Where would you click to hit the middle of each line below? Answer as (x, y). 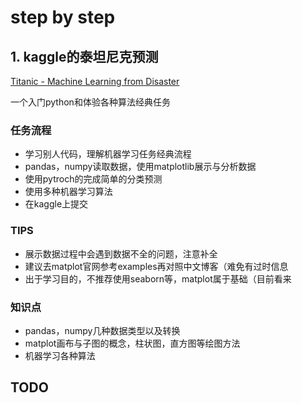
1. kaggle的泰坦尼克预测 (84, 56)
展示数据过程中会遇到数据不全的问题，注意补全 (121, 253)
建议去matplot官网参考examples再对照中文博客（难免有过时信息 (156, 266)
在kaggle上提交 (56, 204)
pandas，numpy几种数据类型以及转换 (102, 330)
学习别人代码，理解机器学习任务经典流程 (108, 154)
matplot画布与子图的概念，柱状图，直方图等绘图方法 (132, 343)
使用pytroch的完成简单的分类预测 (93, 179)
